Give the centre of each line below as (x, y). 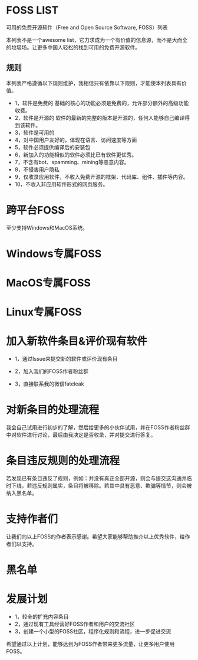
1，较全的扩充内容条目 (42, 617)
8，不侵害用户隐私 (37, 169)
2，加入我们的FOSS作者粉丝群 (52, 371)
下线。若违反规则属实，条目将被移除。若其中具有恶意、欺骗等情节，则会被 (101, 486)
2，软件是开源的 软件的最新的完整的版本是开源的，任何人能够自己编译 (100, 117)
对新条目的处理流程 (53, 410)
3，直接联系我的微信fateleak (49, 384)
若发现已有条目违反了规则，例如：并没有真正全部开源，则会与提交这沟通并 (96, 478)
